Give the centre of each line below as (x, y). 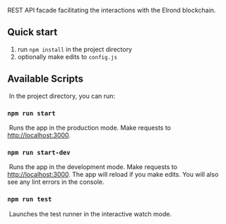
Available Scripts (45, 79)
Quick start (32, 32)
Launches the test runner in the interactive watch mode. (90, 213)
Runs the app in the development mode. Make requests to (93, 167)
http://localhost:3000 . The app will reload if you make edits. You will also (113, 175)
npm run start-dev (39, 152)
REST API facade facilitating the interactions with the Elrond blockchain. (112, 10)
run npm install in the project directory (75, 49)
